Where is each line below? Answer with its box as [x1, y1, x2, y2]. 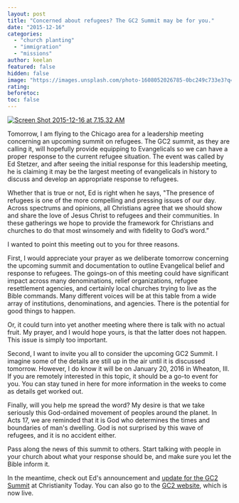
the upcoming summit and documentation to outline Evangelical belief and [7, 261, 225, 270]
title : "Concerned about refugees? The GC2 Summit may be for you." [7, 17, 215, 24]
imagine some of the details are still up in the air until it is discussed [7, 357, 206, 365]
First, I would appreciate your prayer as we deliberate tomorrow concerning [7, 254, 229, 262]
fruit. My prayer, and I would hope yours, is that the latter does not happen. [7, 328, 228, 336]
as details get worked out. [7, 387, 84, 395]
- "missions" [14, 50, 53, 58]
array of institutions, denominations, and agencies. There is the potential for [7, 299, 230, 308]
